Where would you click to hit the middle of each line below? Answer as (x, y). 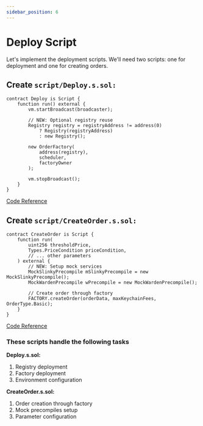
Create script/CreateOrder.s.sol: (72, 220)
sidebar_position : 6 (33, 12)
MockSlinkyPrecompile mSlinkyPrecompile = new (88, 272)
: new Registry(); (62, 136)
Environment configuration (48, 380)
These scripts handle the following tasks (68, 342)
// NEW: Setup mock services (65, 266)
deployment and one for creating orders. (57, 65)
